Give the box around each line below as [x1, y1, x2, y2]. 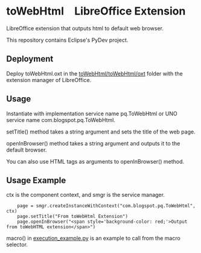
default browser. [6, 146, 47, 153]
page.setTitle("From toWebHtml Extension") [17, 214, 129, 220]
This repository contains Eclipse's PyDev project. [6, 36, 129, 43]
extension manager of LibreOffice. [6, 76, 92, 83]
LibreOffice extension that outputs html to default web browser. [6, 24, 164, 32]
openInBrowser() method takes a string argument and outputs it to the [6, 139, 180, 147]
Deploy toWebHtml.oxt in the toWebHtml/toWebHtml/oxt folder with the [6, 69, 183, 77]
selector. [6, 241, 28, 248]
